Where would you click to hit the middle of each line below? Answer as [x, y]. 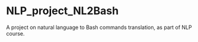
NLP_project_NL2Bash [63, 11]
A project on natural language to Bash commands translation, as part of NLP [99, 27]
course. [15, 33]
